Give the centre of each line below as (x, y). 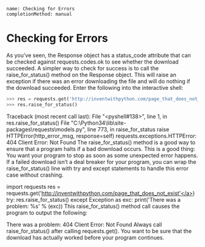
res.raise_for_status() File (38, 123)
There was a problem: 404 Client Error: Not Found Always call (84, 224)
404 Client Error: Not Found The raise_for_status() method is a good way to (101, 142)
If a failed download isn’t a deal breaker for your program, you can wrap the (101, 161)
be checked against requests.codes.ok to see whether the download (92, 62)
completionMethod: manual (39, 14)
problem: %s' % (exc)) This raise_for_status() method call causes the (93, 206)
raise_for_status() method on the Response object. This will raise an (92, 75)
